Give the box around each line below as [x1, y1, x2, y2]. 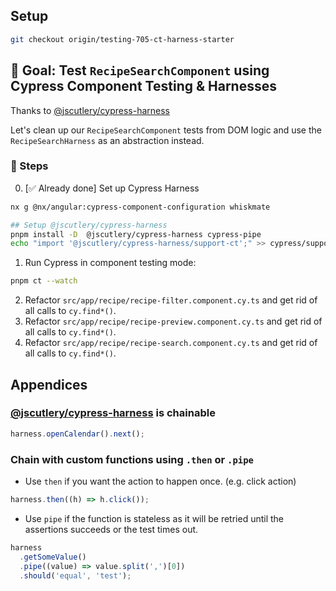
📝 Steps [10, 159, 49, 173]
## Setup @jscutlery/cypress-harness [10, 220, 168, 230]
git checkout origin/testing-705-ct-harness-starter [10, 34, 235, 44]
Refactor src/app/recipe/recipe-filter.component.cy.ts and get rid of [24, 294, 318, 306]
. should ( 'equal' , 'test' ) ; [19, 570, 132, 581]
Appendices [10, 376, 88, 393]
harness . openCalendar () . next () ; [10, 429, 145, 439]
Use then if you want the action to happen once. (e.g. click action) [24, 475, 297, 488]
